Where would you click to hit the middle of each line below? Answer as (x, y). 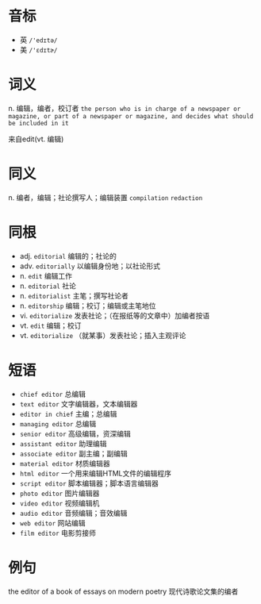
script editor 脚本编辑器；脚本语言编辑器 (89, 483)
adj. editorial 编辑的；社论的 (68, 256)
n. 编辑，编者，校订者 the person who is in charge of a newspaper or (125, 108)
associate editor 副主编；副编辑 (74, 453)
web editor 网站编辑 (52, 523)
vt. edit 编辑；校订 (50, 325)
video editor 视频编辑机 (59, 503)
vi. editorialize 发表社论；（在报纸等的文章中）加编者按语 (115, 315)
